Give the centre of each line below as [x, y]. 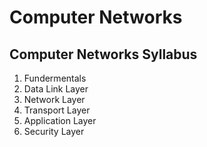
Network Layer [54, 99]
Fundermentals [55, 78]
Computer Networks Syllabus [103, 54]
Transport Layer [57, 110]
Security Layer [54, 131]
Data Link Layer [56, 89]
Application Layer [60, 120]
